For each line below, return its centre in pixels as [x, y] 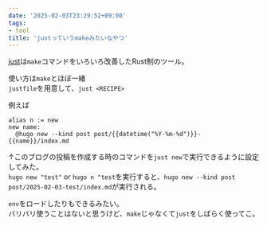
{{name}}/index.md [39, 141]
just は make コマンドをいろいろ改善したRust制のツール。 [98, 61]
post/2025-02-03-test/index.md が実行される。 [84, 187]
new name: [25, 127]
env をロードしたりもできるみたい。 [66, 204]
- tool [19, 30]
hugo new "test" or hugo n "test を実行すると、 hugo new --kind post [122, 177]
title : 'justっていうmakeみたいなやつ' [69, 38]
